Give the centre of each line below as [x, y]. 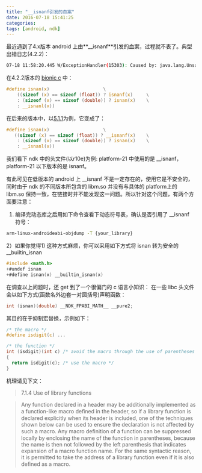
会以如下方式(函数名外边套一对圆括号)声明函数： [66, 294]
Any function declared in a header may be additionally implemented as [108, 404]
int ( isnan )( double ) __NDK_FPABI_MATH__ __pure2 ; [70, 306]
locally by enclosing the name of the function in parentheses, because [108, 438]
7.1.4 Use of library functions [56, 393]
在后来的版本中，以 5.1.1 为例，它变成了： [56, 118]
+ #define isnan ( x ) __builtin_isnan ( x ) [55, 275]
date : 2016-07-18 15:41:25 [40, 17]
